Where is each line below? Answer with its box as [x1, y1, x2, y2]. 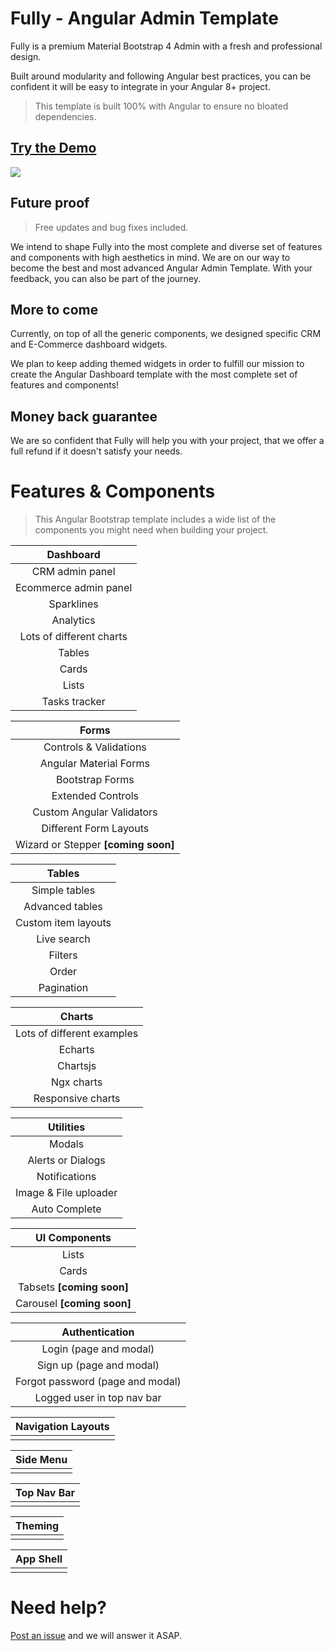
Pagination [38, 981, 89, 995]
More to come [10, 301, 99, 318]
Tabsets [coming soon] [17, 1280, 130, 1294]
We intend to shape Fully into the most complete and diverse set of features [10, 240, 323, 252]
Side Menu [15, 1453, 68, 1467]
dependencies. [34, 110, 97, 122]
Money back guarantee [10, 408, 158, 425]
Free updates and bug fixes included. [34, 221, 189, 233]
